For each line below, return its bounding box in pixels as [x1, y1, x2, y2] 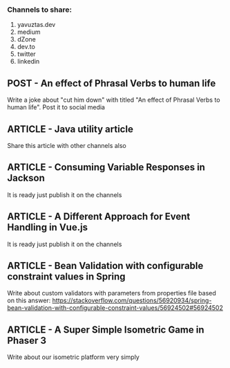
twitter [17, 50, 36, 58]
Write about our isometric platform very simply [7, 353, 140, 361]
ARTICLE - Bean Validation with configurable [7, 259, 204, 271]
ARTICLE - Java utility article [7, 123, 133, 135]
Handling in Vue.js [7, 221, 88, 233]
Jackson [7, 172, 45, 184]
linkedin [17, 57, 40, 66]
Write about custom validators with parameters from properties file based [7, 289, 216, 297]
